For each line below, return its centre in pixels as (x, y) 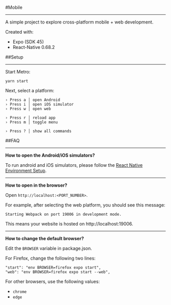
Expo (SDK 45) (28, 42)
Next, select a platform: (30, 91)
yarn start (17, 81)
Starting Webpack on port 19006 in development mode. (64, 214)
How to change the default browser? (45, 238)
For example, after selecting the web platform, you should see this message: (85, 205)
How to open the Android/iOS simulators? (50, 155)
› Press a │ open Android (33, 100)
